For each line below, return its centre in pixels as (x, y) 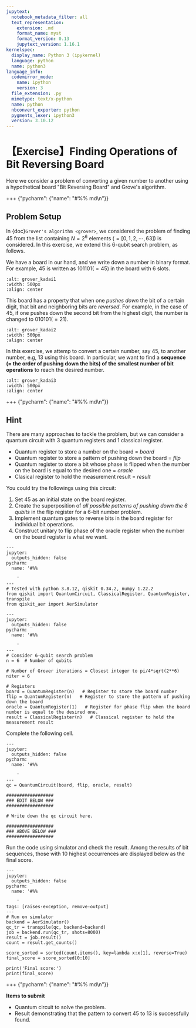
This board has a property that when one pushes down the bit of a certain (95, 300)
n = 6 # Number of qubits (39, 661)
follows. (16, 251)
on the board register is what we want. (61, 537)
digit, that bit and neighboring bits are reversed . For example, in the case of (97, 307)
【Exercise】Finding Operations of (92, 152)
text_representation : (38, 22)
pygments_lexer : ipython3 (43, 115)
